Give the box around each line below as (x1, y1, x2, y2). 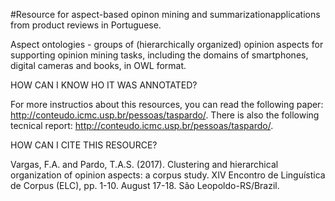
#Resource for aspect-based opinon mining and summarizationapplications (10, 9, 321, 20)
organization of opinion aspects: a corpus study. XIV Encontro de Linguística (10, 169, 326, 181)
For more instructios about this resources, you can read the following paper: (10, 99, 324, 110)
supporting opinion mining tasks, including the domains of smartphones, (10, 49, 309, 61)
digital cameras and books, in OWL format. (10, 60, 187, 71)
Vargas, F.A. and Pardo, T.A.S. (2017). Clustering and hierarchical (10, 159, 279, 170)
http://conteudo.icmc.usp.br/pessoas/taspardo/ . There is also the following (10, 109, 320, 121)
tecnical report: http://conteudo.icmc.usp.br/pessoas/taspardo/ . (10, 120, 274, 131)
